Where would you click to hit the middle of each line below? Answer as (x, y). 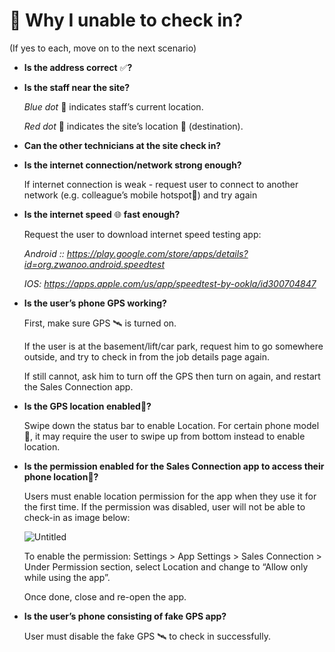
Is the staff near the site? (77, 87)
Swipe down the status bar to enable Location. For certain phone (157, 425)
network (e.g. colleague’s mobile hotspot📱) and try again (140, 195)
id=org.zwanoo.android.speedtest (94, 264)
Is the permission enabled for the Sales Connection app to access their (174, 466)
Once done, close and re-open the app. (105, 596)
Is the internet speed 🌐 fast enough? (102, 214)
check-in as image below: (77, 517)
